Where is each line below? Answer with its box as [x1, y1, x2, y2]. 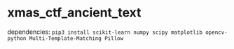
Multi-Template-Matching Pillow [29, 35, 124, 42]
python [7, 35, 27, 42]
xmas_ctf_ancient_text [7, 5, 142, 21]
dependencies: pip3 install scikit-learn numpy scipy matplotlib [7, 28, 203, 36]
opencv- [205, 29, 228, 36]
